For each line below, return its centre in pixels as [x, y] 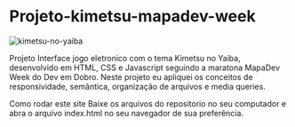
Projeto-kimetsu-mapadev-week [132, 16]
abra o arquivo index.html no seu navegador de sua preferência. [127, 113]
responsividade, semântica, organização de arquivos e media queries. [138, 86]
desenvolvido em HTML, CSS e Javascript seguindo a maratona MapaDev [144, 67]
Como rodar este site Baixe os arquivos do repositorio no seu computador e [148, 103]
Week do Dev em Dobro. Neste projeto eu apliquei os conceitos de [131, 76]
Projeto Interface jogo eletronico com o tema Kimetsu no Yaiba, [125, 58]
